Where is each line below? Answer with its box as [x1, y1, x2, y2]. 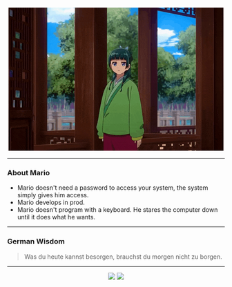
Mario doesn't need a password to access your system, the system [17, 184, 209, 192]
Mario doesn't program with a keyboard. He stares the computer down [17, 206, 218, 214]
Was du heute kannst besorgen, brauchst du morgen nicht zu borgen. [23, 253, 222, 261]
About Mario [7, 168, 50, 177]
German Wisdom [7, 237, 66, 246]
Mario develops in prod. [17, 198, 85, 207]
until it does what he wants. [17, 213, 95, 221]
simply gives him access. [17, 191, 89, 199]
